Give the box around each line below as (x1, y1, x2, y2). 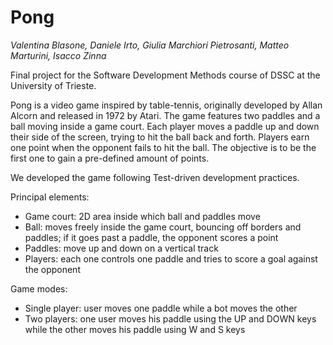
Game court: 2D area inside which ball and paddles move (24, 210, 261, 222)
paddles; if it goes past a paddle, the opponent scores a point (24, 231, 279, 243)
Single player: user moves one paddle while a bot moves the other (24, 302, 298, 314)
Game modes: (10, 282, 68, 295)
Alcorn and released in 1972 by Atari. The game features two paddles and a (10, 109, 321, 121)
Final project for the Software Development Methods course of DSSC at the (10, 69, 321, 81)
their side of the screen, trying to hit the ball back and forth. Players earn (10, 131, 310, 143)
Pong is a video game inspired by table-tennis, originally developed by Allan (10, 99, 323, 111)
